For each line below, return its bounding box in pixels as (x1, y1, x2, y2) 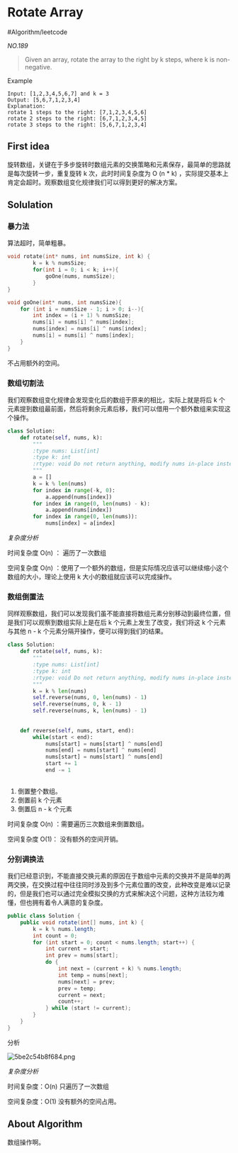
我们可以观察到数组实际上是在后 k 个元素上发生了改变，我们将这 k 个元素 (13, 618, 227, 627)
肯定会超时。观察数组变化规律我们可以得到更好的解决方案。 (7, 178, 181, 186)
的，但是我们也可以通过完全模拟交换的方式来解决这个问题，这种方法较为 (7, 889, 218, 898)
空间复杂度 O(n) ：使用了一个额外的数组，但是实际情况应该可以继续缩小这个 (7, 564, 229, 572)
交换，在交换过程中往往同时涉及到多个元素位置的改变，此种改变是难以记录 (13, 881, 231, 889)
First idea (7, 140, 50, 152)
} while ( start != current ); (45, 1005, 132, 1012)
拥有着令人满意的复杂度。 (31, 898, 107, 907)
